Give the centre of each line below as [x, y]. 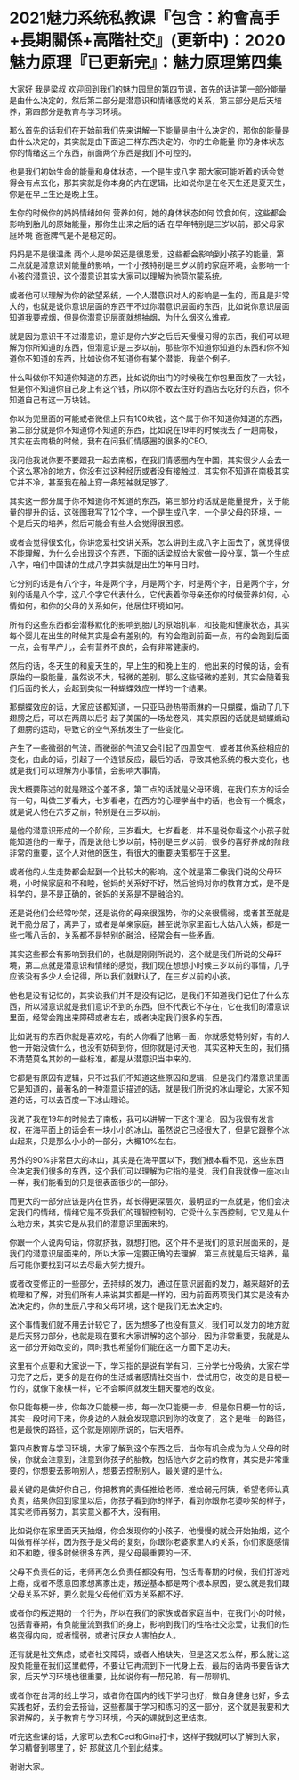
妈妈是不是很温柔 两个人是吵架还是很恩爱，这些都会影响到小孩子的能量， [143, 254]
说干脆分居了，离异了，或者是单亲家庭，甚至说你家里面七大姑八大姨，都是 [145, 923]
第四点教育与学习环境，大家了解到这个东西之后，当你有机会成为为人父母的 [145, 1448]
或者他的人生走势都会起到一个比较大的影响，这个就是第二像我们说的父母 [141, 871]
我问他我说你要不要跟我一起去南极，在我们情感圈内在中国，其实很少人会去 [145, 459]
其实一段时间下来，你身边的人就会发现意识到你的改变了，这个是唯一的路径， [149, 1418]
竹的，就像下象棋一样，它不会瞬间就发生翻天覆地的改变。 [114, 1388]
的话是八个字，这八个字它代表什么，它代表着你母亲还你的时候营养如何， [149, 594]
